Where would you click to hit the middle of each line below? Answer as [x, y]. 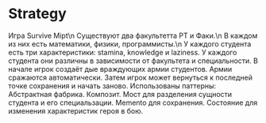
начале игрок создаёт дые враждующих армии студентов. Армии [120, 69]
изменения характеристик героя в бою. [76, 110]
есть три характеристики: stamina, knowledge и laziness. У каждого [123, 52]
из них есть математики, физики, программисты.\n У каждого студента [130, 43]
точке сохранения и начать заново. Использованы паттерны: [112, 86]
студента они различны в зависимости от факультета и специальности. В [133, 61]
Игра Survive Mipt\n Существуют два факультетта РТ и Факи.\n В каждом [133, 35]
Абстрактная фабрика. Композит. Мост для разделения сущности [120, 94]
